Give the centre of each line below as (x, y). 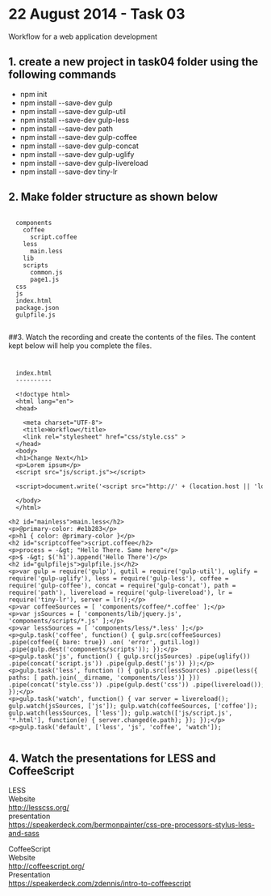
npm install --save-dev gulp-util (73, 111)
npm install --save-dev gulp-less (75, 120)
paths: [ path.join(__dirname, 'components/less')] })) (104, 678)
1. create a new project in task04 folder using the (133, 62)
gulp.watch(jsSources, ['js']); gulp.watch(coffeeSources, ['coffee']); (133, 706)
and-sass (24, 834)
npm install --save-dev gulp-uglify (77, 154)
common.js (46, 272)
